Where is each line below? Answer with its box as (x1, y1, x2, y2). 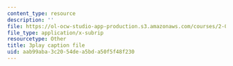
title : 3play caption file (7, 42, 85, 49)
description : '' (7, 16, 54, 23)
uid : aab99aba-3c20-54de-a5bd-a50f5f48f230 (7, 49, 135, 56)
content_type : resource (7, 10, 76, 17)
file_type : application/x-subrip (7, 29, 104, 36)
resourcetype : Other (7, 36, 67, 43)
